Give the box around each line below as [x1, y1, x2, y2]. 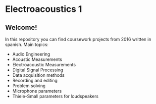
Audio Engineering [12, 51, 51, 57]
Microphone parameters [12, 88, 62, 94]
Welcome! [5, 23, 37, 32]
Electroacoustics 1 [5, 3, 82, 15]
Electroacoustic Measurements [12, 62, 76, 67]
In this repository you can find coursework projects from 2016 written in [5, 36, 152, 42]
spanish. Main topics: [5, 42, 49, 48]
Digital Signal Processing [12, 67, 63, 73]
